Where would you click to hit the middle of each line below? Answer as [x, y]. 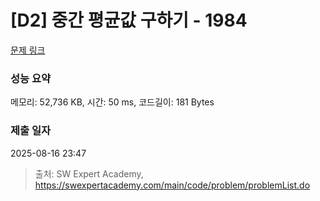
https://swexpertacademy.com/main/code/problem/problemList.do [172, 185]
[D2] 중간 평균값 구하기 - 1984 [129, 20]
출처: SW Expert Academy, [89, 173]
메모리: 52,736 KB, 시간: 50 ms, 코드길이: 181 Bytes [112, 102]
